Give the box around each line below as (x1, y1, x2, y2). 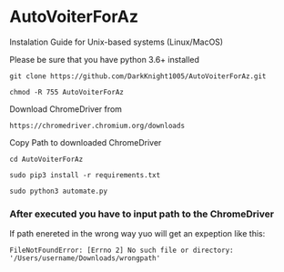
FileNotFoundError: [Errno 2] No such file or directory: (9, 246, 234, 256)
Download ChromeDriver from (9, 103, 123, 115)
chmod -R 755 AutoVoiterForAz (9, 87, 125, 96)
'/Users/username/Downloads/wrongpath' (9, 254, 161, 263)
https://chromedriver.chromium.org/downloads (9, 121, 185, 130)
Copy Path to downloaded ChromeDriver (9, 136, 162, 147)
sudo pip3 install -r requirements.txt (9, 170, 161, 179)
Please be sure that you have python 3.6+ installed (9, 54, 200, 65)
